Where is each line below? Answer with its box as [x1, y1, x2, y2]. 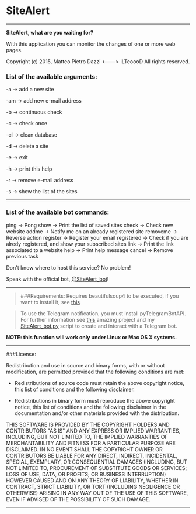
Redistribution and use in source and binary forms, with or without [6, 362, 165, 369]
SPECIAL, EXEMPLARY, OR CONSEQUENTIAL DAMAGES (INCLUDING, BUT [6, 458, 188, 465]
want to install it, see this [20, 298, 80, 305]
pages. [6, 46, 23, 53]
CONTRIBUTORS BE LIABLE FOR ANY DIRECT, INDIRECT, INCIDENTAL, [6, 452, 178, 459]
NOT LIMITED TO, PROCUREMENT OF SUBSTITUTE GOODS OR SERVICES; [6, 464, 187, 471]
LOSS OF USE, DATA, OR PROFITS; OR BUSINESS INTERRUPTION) [6, 471, 166, 478]
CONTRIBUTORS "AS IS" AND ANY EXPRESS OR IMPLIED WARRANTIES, [6, 427, 181, 434]
